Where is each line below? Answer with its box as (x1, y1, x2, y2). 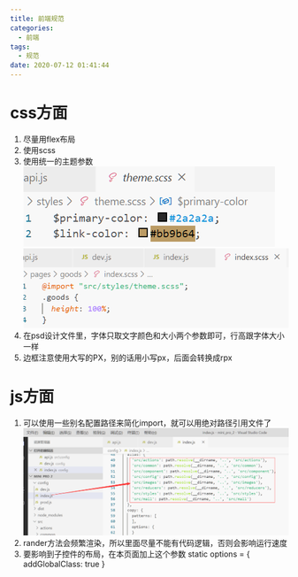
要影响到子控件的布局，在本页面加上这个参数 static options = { (22, 549, 250, 559)
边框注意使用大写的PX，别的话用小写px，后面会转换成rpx (22, 352, 233, 363)
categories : (10, 23, 54, 33)
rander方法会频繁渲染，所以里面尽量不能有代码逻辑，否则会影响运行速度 (22, 537, 288, 548)
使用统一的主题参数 (22, 156, 94, 166)
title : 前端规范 (10, 14, 65, 23)
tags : (10, 42, 30, 51)
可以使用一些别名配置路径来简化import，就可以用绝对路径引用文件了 (22, 418, 272, 428)
